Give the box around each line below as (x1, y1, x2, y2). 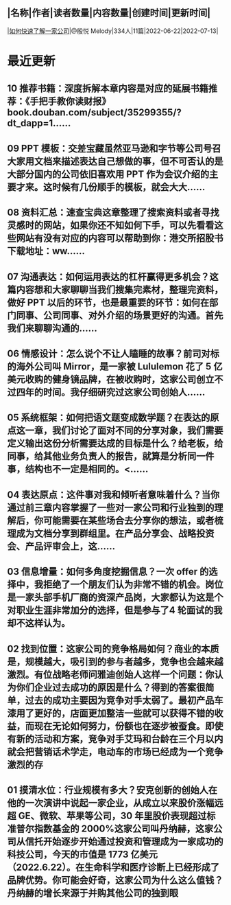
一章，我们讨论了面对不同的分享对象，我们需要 (25, 425, 223, 437)
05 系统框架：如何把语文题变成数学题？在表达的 (7, 412, 210, 424)
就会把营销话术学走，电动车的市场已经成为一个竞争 (7, 746, 223, 757)
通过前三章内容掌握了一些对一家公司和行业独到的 (7, 501, 215, 514)
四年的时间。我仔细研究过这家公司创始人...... (16, 386, 206, 398)
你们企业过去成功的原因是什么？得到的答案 (16, 681, 197, 693)
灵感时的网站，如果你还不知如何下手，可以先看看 (7, 220, 215, 231)
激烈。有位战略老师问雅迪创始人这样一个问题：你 (7, 669, 215, 680)
